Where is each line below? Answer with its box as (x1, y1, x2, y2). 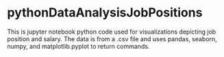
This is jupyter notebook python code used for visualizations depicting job (7, 27, 216, 36)
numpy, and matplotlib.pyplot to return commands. (7, 42, 150, 50)
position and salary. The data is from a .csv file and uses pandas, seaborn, (7, 34, 217, 43)
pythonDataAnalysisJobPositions (7, 5, 203, 21)
